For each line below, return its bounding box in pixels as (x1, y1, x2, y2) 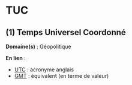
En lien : (5, 55, 26, 61)
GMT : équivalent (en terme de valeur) (14, 73, 109, 79)
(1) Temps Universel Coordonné (5, 27, 127, 37)
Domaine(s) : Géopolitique (5, 43, 71, 50)
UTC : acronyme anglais (14, 66, 74, 73)
